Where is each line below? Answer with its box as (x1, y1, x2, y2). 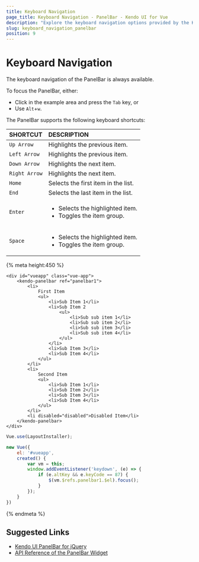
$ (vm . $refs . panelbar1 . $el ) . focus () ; (48, 477, 139, 483)
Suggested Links (6, 527, 70, 537)
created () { (17, 455, 46, 461)
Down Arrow (9, 160, 40, 168)
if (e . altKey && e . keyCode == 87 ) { (37, 472, 129, 478)
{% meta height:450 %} (6, 262, 64, 269)
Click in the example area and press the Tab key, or (14, 99, 139, 106)
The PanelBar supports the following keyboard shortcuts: (6, 117, 146, 124)
